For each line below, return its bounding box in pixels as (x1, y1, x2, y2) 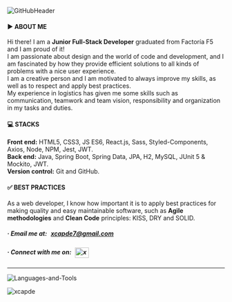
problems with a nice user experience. (7, 67, 116, 75)
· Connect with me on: (7, 247, 72, 256)
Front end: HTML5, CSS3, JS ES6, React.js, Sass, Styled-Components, (7, 138, 209, 147)
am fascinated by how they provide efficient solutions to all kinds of (7, 59, 200, 68)
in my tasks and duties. (7, 104, 73, 112)
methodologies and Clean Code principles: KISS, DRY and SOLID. (7, 214, 195, 222)
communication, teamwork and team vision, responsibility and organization (7, 97, 221, 105)
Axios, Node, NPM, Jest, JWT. (7, 145, 93, 153)
